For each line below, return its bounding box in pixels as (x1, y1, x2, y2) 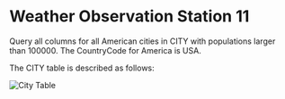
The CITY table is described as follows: (9, 62, 155, 73)
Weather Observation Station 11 (9, 6, 250, 27)
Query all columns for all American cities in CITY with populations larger (9, 36, 276, 46)
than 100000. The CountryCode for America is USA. (9, 45, 202, 55)
